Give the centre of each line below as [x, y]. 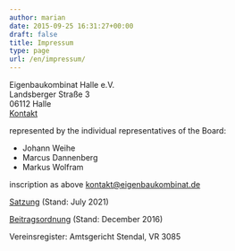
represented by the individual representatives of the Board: [117, 130]
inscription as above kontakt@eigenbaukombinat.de [105, 184]
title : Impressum [42, 43]
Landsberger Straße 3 [50, 94]
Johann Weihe [49, 148]
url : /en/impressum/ [48, 59]
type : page [29, 51]
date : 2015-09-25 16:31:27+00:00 [71, 26]
